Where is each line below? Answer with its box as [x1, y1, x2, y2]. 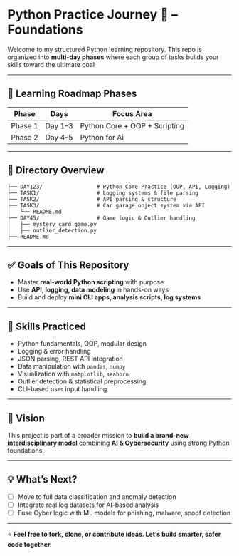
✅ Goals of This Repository [7, 259, 129, 271]
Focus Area [112, 108, 152, 118]
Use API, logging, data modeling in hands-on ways [17, 285, 169, 294]
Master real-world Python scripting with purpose [17, 278, 164, 287]
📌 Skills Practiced [7, 320, 87, 332]
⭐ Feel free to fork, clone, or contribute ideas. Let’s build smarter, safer [7, 530, 221, 538]
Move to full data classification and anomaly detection [17, 492, 176, 501]
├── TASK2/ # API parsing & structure [7, 195, 176, 202]
